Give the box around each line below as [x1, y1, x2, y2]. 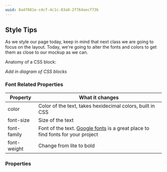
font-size [7, 116, 30, 123]
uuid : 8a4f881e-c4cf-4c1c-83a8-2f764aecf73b [5, 7, 99, 12]
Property [9, 94, 31, 101]
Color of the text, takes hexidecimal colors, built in [38, 102, 155, 109]
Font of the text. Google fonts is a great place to [38, 125, 150, 132]
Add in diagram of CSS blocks [5, 69, 67, 75]
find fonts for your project [38, 131, 98, 138]
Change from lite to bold [38, 142, 95, 149]
